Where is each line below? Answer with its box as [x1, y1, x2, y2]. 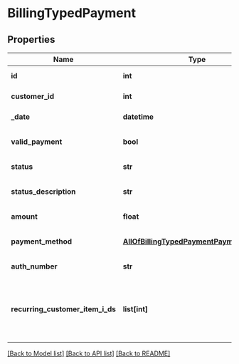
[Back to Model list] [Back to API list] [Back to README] [7, 349, 171, 358]
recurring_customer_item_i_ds [11, 304, 116, 314]
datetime [122, 112, 154, 122]
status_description [11, 187, 76, 197]
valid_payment [11, 137, 63, 147]
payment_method [11, 236, 73, 246]
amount [11, 212, 38, 222]
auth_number [11, 261, 58, 271]
